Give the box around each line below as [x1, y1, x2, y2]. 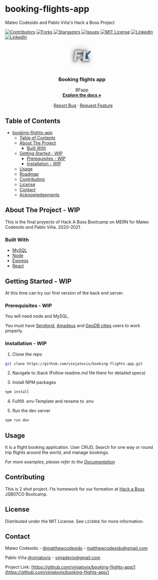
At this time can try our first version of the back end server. [5, 290, 124, 296]
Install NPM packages [12, 380, 56, 385]
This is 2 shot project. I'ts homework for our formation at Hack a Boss [5, 486, 145, 492]
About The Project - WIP [5, 206, 80, 214]
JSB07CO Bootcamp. [5, 491, 48, 497]
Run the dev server [12, 408, 51, 414]
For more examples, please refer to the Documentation [5, 459, 116, 464]
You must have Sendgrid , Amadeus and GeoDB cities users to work [5, 323, 140, 329]
